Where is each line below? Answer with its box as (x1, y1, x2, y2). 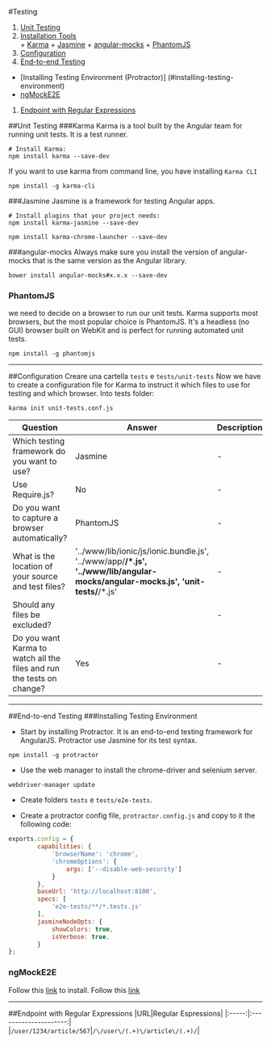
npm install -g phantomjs (8, 350, 95, 358)
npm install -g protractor (8, 751, 99, 759)
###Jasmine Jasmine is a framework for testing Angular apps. (8, 196, 215, 205)
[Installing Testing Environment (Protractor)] (19, 73, 167, 82)
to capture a (12, 512, 59, 524)
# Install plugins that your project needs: (8, 212, 161, 220)
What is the (12, 551, 56, 562)
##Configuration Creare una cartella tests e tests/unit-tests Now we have (8, 372, 261, 381)
